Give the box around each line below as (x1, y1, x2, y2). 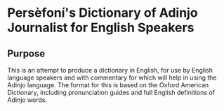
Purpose (7, 47, 46, 59)
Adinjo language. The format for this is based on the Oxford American (7, 81, 209, 89)
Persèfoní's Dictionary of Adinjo (7, 5, 198, 21)
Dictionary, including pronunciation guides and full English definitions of (7, 89, 216, 96)
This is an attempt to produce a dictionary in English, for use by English (7, 66, 213, 74)
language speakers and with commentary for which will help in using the (7, 73, 217, 82)
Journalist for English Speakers (7, 20, 195, 36)
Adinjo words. (7, 96, 48, 104)
